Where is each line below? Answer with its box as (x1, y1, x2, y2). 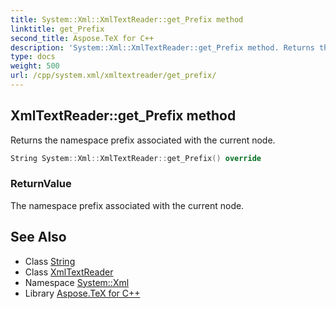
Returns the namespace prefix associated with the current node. (10, 134, 276, 146)
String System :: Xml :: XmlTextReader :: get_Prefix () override (10, 153, 262, 163)
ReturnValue (10, 177, 72, 191)
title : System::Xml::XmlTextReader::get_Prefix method (10, 14, 244, 25)
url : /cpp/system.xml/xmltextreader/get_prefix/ (10, 71, 217, 81)
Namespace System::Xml (24, 276, 130, 288)
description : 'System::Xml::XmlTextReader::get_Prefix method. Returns (10, 42, 315, 53)
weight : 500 (10, 61, 60, 71)
